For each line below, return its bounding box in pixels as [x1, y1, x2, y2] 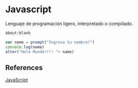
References [5, 63, 43, 72]
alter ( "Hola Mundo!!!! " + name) [5, 49, 74, 54]
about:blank [5, 30, 31, 35]
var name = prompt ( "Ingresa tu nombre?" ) [5, 39, 95, 45]
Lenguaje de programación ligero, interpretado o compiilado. [5, 20, 133, 27]
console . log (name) [5, 45, 44, 50]
